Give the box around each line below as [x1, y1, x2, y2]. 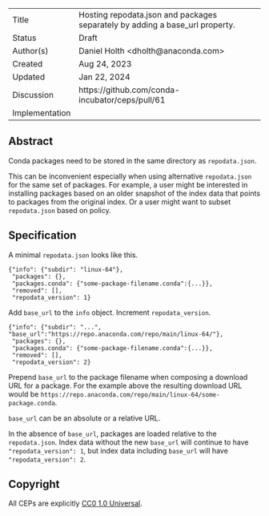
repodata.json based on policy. [8, 205, 112, 215]
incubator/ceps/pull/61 [78, 95, 166, 105]
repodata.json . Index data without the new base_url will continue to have [8, 437, 249, 447]
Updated [12, 71, 46, 83]
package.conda [8, 399, 56, 407]
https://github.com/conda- [78, 84, 180, 95]
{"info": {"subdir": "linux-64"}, [8, 265, 124, 273]
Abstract [8, 135, 54, 148]
